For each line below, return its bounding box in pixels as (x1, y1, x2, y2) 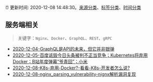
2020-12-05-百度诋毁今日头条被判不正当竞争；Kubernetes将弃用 (12, 52, 148, 58)
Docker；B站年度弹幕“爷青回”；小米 (12, 58, 88, 64)
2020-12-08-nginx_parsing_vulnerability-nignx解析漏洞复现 (12, 71, 136, 77)
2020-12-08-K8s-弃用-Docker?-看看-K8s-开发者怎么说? (12, 65, 130, 71)
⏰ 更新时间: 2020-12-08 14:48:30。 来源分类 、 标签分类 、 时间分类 (5, 5, 141, 10)
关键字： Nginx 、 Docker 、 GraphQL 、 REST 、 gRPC (17, 35, 112, 41)
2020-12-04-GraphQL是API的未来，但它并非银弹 (12, 46, 115, 52)
